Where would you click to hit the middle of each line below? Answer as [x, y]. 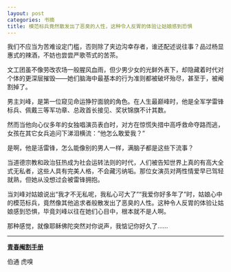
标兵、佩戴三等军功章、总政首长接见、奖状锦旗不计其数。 [88, 110]
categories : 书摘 [31, 20]
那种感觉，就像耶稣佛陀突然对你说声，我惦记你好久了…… [88, 226]
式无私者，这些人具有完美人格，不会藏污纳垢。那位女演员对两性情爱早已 [109, 171]
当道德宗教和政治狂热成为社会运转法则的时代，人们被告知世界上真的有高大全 [115, 163]
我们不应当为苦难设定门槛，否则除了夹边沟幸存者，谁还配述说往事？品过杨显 [115, 47]
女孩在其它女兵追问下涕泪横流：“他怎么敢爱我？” [76, 133]
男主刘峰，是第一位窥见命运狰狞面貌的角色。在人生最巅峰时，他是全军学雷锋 [115, 102]
